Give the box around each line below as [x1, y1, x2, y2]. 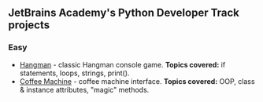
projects [8, 19, 50, 32]
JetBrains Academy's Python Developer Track [8, 6, 240, 20]
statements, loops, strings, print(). [19, 68, 130, 78]
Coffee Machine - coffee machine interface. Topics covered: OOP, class [19, 76, 255, 86]
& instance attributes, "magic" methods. [19, 85, 150, 94]
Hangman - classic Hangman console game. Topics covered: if [19, 60, 226, 69]
